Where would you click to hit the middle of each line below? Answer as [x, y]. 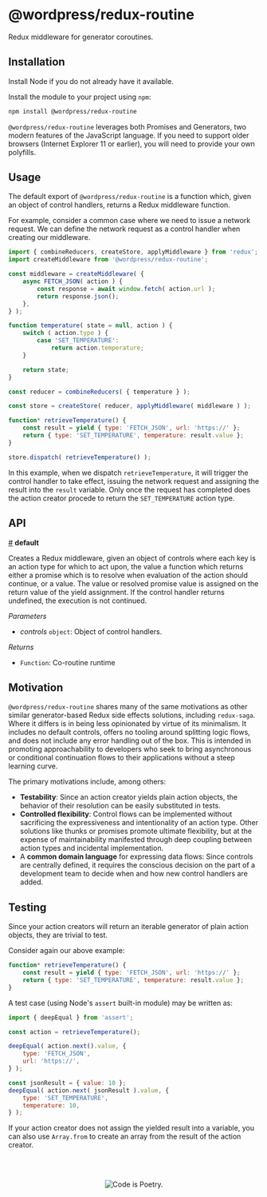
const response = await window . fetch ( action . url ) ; [126, 289]
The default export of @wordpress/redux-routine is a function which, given [130, 197]
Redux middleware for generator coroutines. [81, 37]
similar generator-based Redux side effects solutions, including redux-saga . [132, 715]
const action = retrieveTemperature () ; [75, 1032]
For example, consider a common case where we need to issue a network [130, 221]
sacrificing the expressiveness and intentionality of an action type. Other [139, 823]
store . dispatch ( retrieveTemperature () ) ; [80, 457]
